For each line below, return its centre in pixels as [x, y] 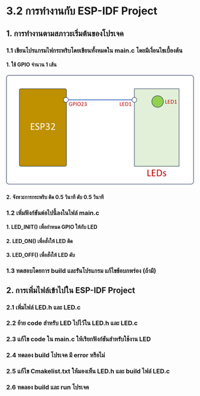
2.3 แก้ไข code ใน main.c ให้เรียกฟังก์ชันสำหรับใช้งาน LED [79, 339]
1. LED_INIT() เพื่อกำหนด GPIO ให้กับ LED [52, 227]
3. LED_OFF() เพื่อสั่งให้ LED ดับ [41, 255]
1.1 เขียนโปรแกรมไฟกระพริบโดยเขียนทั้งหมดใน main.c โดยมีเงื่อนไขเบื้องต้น [94, 50]
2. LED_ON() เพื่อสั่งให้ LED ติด [40, 241]
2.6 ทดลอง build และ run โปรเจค [48, 388]
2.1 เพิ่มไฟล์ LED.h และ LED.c [43, 307]
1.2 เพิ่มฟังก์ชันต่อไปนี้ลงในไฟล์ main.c [53, 213]
